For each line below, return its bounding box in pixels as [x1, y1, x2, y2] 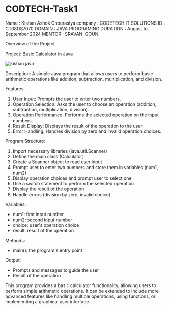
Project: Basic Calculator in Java [5, 51, 73, 57]
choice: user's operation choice [12, 222, 79, 228]
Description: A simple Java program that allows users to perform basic [5, 70, 153, 77]
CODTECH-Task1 [5, 3, 78, 15]
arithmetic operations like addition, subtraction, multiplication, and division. [5, 76, 163, 82]
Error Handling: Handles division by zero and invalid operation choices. [12, 128, 162, 134]
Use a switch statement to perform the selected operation [12, 180, 134, 186]
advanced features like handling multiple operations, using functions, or [5, 293, 156, 299]
